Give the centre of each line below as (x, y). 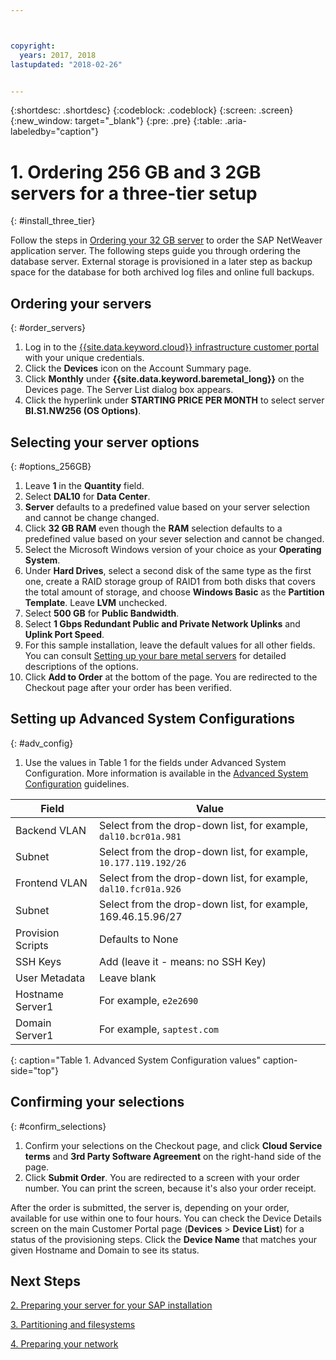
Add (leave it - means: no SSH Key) (182, 961)
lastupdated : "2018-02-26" (66, 64)
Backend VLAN (51, 830)
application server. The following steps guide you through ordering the (155, 251)
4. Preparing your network (64, 1344)
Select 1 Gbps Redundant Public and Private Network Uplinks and (162, 623)
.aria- (235, 121)
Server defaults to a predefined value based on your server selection (167, 507)
